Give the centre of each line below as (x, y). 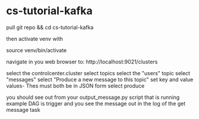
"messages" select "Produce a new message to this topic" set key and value (100, 79)
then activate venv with (35, 38)
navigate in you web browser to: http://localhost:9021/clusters (82, 62)
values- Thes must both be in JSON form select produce (75, 86)
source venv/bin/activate (37, 50)
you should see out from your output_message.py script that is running (93, 97)
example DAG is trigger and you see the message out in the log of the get (96, 103)
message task (23, 110)
